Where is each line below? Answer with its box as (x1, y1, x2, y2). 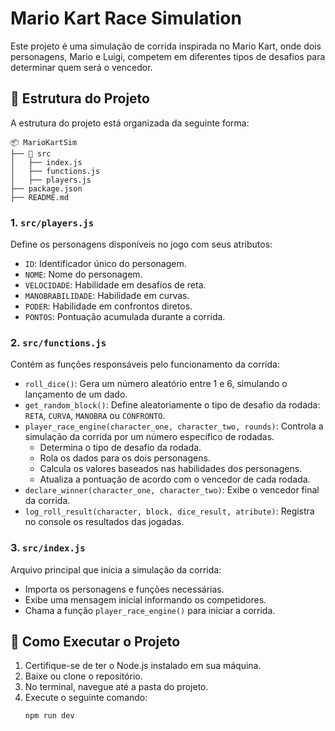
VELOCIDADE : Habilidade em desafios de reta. (24, 279, 207, 291)
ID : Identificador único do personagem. (24, 258, 187, 270)
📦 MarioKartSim (10, 137, 78, 147)
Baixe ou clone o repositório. (24, 670, 143, 682)
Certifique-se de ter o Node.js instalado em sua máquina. (24, 660, 262, 672)
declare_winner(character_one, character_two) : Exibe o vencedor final (24, 484, 320, 496)
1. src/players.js (10, 215, 95, 229)
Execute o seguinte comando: (24, 692, 148, 704)
